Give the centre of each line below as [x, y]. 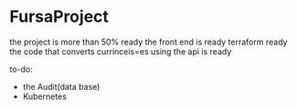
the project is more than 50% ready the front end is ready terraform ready [148, 42]
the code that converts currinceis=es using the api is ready [121, 51]
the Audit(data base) [61, 86]
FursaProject [59, 17]
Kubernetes [44, 96]
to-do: [21, 69]
